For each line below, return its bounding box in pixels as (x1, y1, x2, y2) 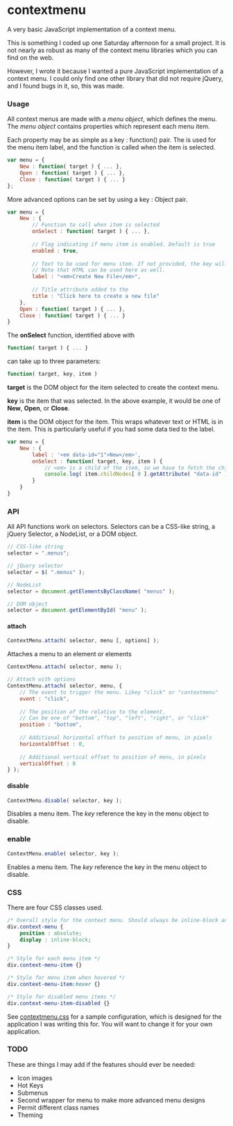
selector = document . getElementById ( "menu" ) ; (7, 607, 148, 614)
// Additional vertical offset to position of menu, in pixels (19, 754, 207, 761)
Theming (17, 1111, 43, 1119)
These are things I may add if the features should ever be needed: (7, 1060, 196, 1068)
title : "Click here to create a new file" (32, 292, 159, 299)
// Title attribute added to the (32, 286, 129, 294)
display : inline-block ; (19, 936, 92, 943)
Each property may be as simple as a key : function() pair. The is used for (7, 136, 216, 144)
